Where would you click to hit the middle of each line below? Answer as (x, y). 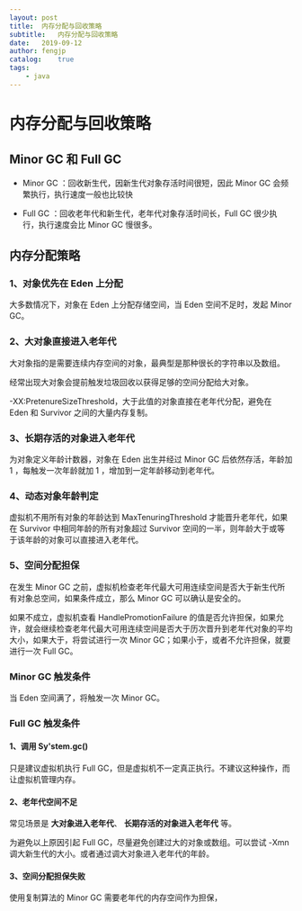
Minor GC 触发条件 (50, 676)
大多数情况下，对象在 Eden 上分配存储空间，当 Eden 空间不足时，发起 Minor (151, 305)
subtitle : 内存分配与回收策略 (64, 34)
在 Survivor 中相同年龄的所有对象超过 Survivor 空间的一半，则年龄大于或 (143, 528)
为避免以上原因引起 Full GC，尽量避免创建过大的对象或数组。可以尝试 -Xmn (149, 843)
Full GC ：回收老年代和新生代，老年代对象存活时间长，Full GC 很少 (146, 213)
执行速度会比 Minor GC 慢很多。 (98, 224)
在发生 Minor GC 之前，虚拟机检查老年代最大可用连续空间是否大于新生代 (143, 587)
